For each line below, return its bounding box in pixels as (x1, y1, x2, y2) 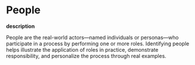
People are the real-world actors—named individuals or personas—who (6, 34, 179, 41)
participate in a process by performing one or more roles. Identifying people (6, 40, 189, 47)
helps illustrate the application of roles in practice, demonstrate (6, 46, 159, 53)
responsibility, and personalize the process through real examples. (6, 52, 167, 59)
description (6, 23, 35, 30)
